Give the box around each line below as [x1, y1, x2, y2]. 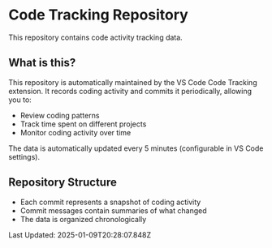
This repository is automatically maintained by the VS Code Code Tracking [8, 77, 257, 87]
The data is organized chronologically [19, 214, 147, 224]
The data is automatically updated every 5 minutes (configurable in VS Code [8, 143, 264, 153]
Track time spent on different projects [19, 119, 147, 129]
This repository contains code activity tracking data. [8, 32, 183, 42]
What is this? [8, 56, 76, 70]
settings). [8, 152, 41, 161]
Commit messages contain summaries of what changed [19, 205, 207, 216]
